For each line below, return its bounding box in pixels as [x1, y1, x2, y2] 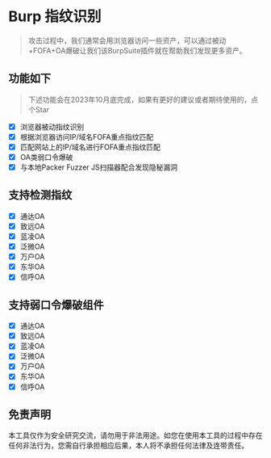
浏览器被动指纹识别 [19, 122, 85, 132]
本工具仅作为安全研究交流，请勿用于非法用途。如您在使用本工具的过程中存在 [8, 431, 263, 440]
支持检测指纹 [8, 188, 73, 202]
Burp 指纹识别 [8, 7, 102, 26]
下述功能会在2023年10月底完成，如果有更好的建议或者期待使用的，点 [27, 95, 258, 104]
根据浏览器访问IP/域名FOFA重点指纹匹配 [19, 132, 154, 141]
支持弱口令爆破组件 [8, 298, 104, 312]
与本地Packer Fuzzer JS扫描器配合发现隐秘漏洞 [19, 162, 177, 172]
